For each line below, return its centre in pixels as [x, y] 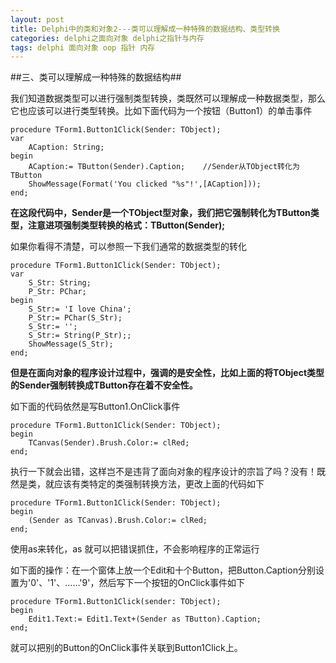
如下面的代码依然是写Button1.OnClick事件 [95, 407]
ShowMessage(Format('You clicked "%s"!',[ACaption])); [145, 184]
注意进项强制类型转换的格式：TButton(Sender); [126, 225]
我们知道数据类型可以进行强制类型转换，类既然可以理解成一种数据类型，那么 [168, 98]
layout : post [37, 19]
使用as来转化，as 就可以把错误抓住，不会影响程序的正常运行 [135, 549]
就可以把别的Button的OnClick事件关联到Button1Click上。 [126, 648]
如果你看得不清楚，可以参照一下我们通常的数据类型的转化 [128, 247]
